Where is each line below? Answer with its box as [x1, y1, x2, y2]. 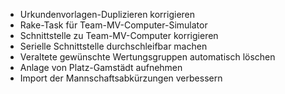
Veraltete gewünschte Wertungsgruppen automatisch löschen [19, 51, 276, 63]
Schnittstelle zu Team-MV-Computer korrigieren [19, 30, 219, 41]
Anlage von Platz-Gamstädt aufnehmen [19, 62, 183, 73]
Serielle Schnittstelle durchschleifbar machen [19, 40, 208, 52]
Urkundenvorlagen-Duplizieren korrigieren [19, 9, 196, 20]
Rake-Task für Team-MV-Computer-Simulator [19, 19, 208, 31]
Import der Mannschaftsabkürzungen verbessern [19, 72, 223, 84]
